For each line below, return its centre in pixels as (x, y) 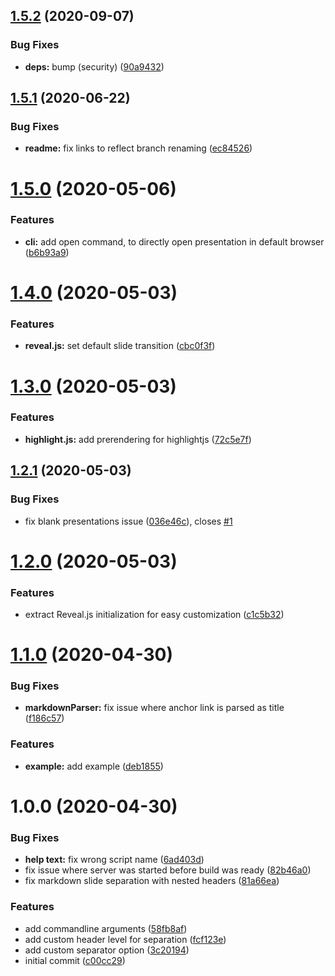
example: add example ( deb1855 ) (94, 766)
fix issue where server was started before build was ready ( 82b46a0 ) (168, 870)
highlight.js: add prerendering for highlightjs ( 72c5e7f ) (138, 439)
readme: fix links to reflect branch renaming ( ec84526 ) (138, 148)
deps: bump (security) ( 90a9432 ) (94, 66)
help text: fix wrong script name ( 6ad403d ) (114, 860)
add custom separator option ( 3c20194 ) (107, 950)
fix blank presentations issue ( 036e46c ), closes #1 (128, 521)
